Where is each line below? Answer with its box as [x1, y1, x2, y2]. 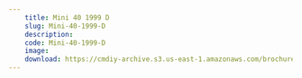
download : [24, 55, 62, 64]
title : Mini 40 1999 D [24, 13, 110, 22]
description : [24, 30, 74, 39]
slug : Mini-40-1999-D [24, 22, 105, 30]
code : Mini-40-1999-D [24, 38, 105, 48]
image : [24, 47, 50, 56]
